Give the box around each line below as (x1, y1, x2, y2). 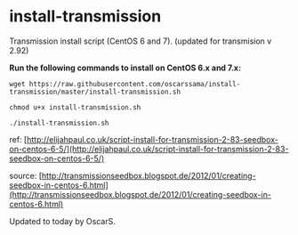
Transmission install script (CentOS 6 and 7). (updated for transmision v (9, 36, 272, 46)
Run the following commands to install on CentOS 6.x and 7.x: (9, 62, 242, 73)
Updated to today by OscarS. (9, 215, 116, 226)
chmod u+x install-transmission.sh (9, 102, 141, 112)
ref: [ (9, 134, 28, 144)
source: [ (9, 170, 43, 181)
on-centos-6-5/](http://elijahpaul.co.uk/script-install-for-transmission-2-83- (9, 143, 289, 154)
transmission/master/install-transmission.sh (9, 87, 181, 96)
